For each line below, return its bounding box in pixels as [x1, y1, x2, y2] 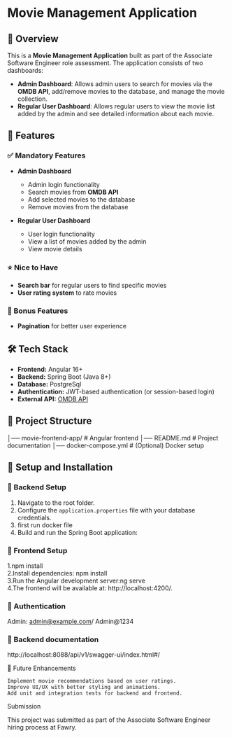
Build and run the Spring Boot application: [17, 528, 138, 536]
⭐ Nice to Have [7, 263, 58, 272]
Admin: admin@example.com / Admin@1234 [7, 618, 134, 626]
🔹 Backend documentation [7, 635, 99, 645]
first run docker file [17, 520, 73, 529]
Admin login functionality [27, 180, 100, 188]
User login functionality [27, 230, 96, 238]
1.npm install [7, 562, 43, 570]
